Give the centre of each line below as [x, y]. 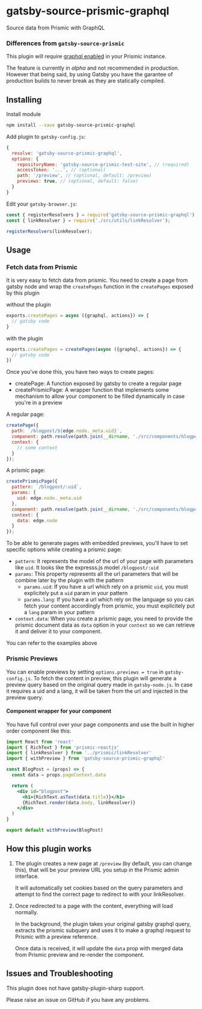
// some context [38, 448]
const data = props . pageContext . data [59, 775]
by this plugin [23, 293]
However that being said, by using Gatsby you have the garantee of [90, 75]
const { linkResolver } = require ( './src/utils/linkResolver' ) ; [88, 221]
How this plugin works [49, 849]
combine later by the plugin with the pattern [69, 581]
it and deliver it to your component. [58, 632]
